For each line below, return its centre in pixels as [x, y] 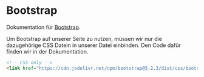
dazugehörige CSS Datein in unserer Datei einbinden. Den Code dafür [93, 45]
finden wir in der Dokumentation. [47, 51]
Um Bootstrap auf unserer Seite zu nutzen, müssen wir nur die [84, 38]
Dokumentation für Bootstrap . [43, 27]
